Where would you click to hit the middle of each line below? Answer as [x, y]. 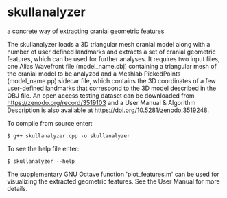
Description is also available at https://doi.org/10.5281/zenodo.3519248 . [108, 110]
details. [17, 188]
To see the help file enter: [43, 148]
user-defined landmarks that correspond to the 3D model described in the [112, 88]
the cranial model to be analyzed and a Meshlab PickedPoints [94, 74]
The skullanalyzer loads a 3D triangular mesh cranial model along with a [109, 44]
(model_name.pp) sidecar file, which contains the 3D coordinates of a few [111, 80]
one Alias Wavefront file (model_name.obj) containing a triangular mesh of [112, 66]
